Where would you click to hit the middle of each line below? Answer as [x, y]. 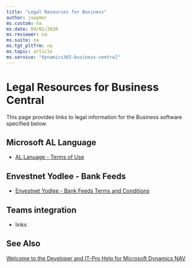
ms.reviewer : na [27, 35]
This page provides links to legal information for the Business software [94, 117]
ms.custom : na [24, 23]
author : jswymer [27, 18]
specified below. [27, 123]
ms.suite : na [23, 40]
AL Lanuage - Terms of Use [50, 157]
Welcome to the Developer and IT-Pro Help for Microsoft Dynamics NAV [96, 258]
